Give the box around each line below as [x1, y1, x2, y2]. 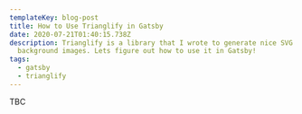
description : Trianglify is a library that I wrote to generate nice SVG [9, 38, 294, 48]
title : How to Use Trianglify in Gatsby [9, 22, 165, 31]
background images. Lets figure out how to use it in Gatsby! [17, 47, 257, 56]
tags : [9, 55, 30, 64]
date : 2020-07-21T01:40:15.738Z [9, 30, 131, 39]
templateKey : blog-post [9, 13, 99, 22]
